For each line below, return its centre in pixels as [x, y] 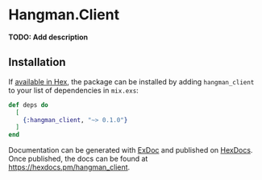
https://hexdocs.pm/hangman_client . [69, 167]
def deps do [28, 105]
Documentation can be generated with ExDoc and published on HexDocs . [131, 150]
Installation [37, 62]
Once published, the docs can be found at [78, 159]
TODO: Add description [48, 37]
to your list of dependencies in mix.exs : [73, 90]
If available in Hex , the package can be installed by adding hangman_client [131, 81]
